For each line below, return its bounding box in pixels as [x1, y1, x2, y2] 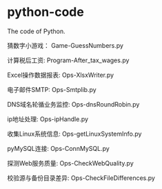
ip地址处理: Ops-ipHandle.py [7, 115, 88, 123]
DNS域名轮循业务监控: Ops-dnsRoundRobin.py [7, 100, 140, 108]
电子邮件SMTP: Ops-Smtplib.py [7, 85, 97, 93]
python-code [7, 4, 84, 20]
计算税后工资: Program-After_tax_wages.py [7, 56, 130, 64]
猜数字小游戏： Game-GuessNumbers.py [7, 41, 124, 49]
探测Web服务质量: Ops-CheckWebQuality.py [7, 159, 134, 167]
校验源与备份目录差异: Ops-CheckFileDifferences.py [7, 174, 155, 182]
